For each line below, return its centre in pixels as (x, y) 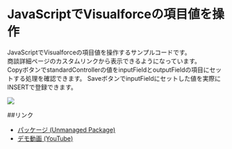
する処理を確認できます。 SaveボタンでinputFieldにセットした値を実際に (117, 78)
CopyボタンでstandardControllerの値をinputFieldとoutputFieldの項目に (108, 70)
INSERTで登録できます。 (42, 87)
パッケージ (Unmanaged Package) (66, 130)
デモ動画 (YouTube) (45, 138)
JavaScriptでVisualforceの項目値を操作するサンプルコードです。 (99, 52)
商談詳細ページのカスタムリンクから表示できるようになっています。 (104, 61)
